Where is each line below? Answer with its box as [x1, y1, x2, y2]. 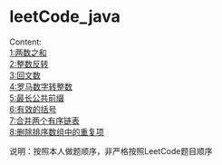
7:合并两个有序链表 [9, 115, 80, 126]
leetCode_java [9, 6, 121, 27]
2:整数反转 [9, 58, 49, 69]
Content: [9, 36, 43, 47]
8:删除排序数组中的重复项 [9, 126, 104, 137]
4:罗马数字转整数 [9, 81, 73, 92]
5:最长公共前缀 [9, 92, 65, 103]
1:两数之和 [9, 47, 47, 58]
